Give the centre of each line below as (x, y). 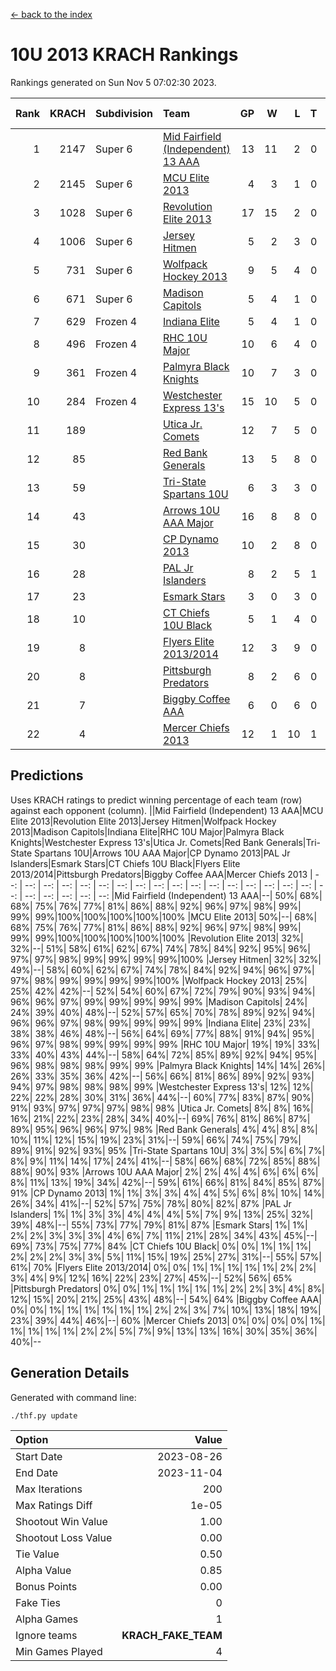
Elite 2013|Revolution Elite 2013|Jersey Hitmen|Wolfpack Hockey (143, 821)
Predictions (47, 775)
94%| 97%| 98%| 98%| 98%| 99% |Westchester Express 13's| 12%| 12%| (162, 1086)
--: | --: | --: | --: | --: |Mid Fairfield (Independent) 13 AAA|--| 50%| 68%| (173, 895)
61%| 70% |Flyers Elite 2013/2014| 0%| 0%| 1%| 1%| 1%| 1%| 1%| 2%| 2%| (163, 1267)
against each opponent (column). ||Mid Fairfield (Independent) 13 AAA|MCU (167, 810)
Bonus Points (46, 1586)
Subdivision (124, 113)
